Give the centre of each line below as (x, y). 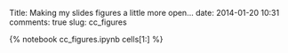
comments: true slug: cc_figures (68, 22)
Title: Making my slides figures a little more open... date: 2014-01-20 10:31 (144, 13)
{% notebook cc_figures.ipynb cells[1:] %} (86, 39)
